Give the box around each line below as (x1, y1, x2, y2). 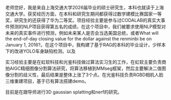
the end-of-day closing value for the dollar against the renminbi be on (5, 36, 152, 42)
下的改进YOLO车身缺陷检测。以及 (5, 48, 76, 54)
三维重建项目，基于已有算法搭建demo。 (5, 78, 89, 84)
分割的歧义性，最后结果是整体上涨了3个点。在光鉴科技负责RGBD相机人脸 (9, 72, 164, 78)
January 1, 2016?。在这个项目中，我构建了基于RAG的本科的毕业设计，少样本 (5, 42, 166, 47)
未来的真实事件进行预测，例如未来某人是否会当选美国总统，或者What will (5, 30, 159, 36)
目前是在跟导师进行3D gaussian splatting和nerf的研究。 (5, 89, 123, 95)
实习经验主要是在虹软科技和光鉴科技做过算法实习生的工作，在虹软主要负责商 (5, 59, 166, 65)
